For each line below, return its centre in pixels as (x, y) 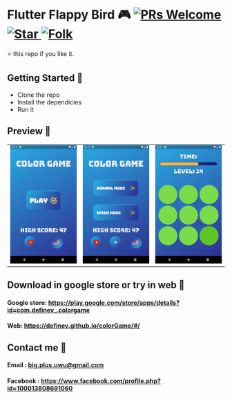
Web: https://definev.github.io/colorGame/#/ (74, 326)
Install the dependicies (49, 102)
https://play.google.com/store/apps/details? (114, 302)
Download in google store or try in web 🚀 (96, 285)
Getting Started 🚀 (45, 78)
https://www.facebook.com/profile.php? (101, 381)
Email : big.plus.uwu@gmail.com (56, 365)
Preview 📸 (29, 131)
